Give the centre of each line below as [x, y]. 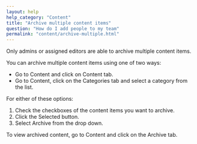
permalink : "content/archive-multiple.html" [63, 34]
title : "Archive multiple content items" [59, 23]
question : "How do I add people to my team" [63, 28]
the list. [24, 87]
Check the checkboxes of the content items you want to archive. [95, 110]
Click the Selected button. [47, 117]
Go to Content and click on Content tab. [64, 74]
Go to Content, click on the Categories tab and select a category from [101, 81]
